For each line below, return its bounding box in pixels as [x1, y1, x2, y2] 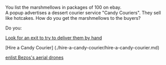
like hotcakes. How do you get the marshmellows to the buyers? [5, 15, 141, 21]
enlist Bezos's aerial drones [5, 54, 64, 60]
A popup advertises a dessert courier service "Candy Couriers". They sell [5, 10, 161, 16]
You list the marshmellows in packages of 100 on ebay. [5, 5, 122, 10]
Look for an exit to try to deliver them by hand [5, 35, 102, 41]
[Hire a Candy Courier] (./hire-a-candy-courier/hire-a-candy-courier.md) [5, 45, 160, 50]
